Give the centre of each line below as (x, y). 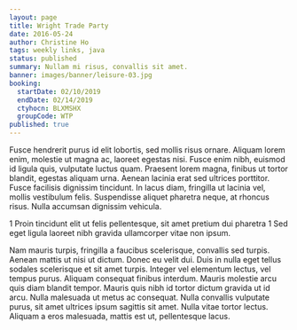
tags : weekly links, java (57, 51)
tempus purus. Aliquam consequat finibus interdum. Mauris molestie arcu (143, 279)
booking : (25, 83)
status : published (43, 59)
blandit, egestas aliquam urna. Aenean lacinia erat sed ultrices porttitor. (140, 178)
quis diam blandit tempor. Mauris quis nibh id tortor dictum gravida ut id (140, 288)
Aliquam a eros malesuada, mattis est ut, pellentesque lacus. (120, 316)
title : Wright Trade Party (59, 26)
